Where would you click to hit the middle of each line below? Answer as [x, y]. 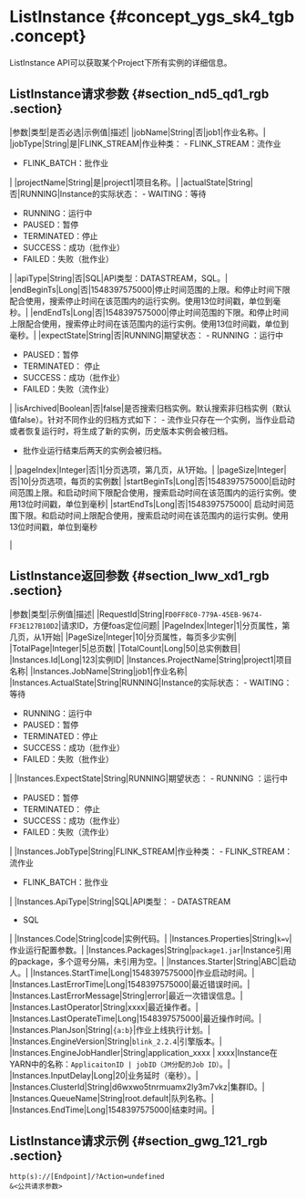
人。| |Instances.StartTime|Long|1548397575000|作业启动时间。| [132, 973]
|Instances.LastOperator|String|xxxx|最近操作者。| [104, 1006]
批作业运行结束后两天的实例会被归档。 [94, 450]
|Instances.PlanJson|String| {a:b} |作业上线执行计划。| [110, 1029]
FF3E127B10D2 [34, 626]
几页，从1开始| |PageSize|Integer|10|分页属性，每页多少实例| [123, 637]
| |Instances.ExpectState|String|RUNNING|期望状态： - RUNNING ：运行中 [149, 778]
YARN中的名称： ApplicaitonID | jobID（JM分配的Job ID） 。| [120, 1064]
